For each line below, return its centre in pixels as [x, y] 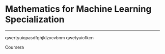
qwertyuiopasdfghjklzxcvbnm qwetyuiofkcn [50, 37]
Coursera [14, 47]
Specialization [35, 19]
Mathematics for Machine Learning [78, 9]
